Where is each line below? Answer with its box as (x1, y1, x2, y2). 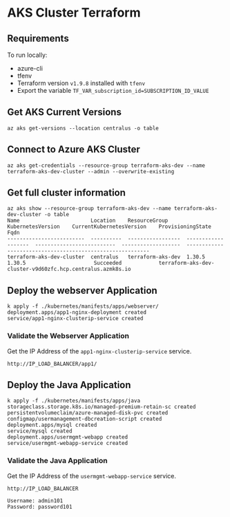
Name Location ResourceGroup (7, 217, 169, 225)
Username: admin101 (7, 497, 64, 504)
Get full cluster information (7, 187, 126, 199)
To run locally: (7, 51, 48, 59)
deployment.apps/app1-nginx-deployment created (7, 309, 147, 316)
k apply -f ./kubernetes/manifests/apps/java (7, 397, 140, 405)
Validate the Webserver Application (7, 331, 130, 341)
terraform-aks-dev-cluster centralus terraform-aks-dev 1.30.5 (7, 254, 206, 261)
